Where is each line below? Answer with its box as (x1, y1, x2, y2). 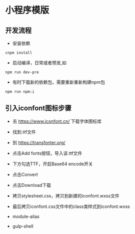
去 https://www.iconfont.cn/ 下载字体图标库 (12, 118, 101, 124)
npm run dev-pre (5, 70, 39, 75)
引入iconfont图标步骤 (5, 104, 71, 113)
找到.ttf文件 (12, 129, 36, 135)
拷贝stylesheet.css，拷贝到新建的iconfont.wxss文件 (12, 192, 119, 198)
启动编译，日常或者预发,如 (12, 60, 66, 66)
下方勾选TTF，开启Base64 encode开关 (12, 161, 93, 167)
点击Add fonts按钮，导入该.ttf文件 (12, 150, 82, 156)
